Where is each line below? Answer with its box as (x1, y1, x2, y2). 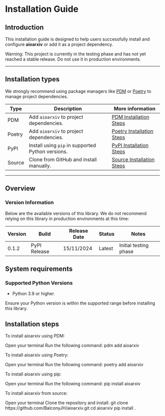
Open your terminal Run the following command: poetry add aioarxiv (5, 362, 144, 367)
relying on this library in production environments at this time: (5, 216, 129, 222)
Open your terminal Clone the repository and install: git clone (5, 400, 129, 406)
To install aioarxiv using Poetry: (5, 352, 69, 358)
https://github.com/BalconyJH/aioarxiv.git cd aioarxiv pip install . (5, 405, 136, 411)
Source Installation (111, 156, 155, 163)
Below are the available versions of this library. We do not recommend (5, 210, 147, 216)
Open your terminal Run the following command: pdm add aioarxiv (5, 342, 139, 348)
